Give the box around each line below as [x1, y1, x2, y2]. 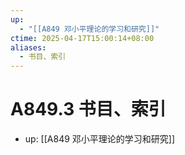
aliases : [10, 42, 47, 53]
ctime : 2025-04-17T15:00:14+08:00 [10, 33, 155, 43]
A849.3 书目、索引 [10, 98, 167, 121]
